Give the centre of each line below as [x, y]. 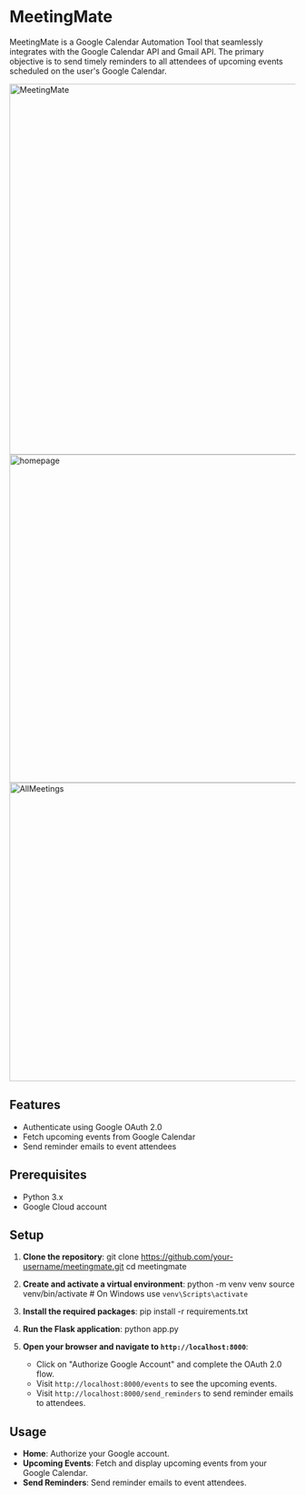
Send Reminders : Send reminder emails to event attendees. [134, 1483]
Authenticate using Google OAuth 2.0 [92, 1126]
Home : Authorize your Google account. [96, 1454]
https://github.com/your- [187, 1257]
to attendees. [61, 1403]
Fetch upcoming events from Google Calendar [109, 1136]
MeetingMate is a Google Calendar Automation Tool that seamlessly [136, 42]
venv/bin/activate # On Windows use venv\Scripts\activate [135, 1294]
